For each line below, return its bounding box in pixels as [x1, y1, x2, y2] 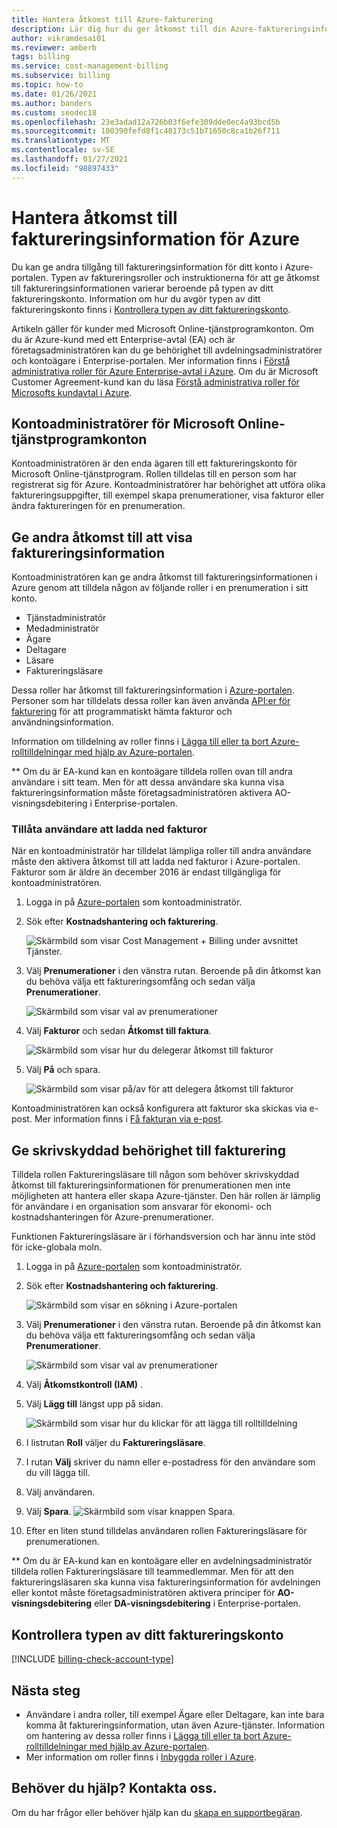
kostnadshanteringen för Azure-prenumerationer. [11, 1211, 214, 1223]
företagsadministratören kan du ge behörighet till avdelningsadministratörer [11, 344, 323, 356]
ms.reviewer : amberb [11, 42, 98, 53]
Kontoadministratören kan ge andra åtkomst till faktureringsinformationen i [11, 571, 318, 583]
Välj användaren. [25, 1486, 96, 1498]
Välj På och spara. [25, 1064, 101, 1076]
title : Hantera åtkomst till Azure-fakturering [11, 14, 214, 25]
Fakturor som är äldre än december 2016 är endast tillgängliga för [11, 866, 282, 878]
